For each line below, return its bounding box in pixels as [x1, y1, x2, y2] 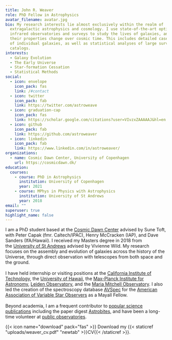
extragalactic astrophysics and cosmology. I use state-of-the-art [10, 27, 157, 32]
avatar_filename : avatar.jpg [5, 17, 68, 22]
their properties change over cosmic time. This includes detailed [10, 36, 157, 42]
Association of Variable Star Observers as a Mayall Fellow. [5, 292, 128, 298]
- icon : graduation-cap [10, 108, 60, 113]
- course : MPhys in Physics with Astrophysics [14, 189, 116, 194]
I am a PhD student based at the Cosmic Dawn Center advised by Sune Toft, [5, 227, 166, 233]
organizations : [5, 151, 38, 156]
